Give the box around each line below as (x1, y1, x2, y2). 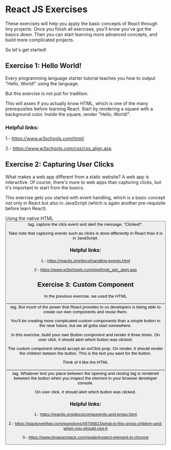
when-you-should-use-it (63, 425, 108, 431)
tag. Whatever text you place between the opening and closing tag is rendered (12, 370, 159, 376)
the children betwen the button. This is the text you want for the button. (19, 350, 152, 356)
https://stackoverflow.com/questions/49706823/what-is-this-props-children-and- (14, 420, 163, 426)
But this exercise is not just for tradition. (5, 90, 89, 97)
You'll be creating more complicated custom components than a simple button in (10, 318, 161, 324)
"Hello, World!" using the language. (5, 80, 79, 86)
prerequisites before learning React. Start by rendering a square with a (5, 106, 153, 112)
